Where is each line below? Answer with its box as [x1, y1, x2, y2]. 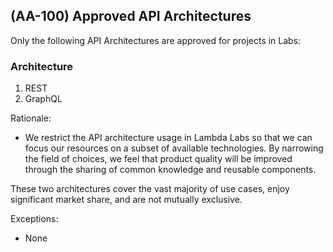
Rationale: [10, 112, 52, 124]
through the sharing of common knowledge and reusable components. [24, 164, 317, 176]
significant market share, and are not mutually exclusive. [10, 194, 243, 206]
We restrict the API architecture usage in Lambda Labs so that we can [24, 132, 313, 144]
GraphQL [24, 93, 63, 105]
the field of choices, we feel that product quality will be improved [24, 153, 293, 165]
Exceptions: [10, 213, 59, 225]
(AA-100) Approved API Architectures [10, 8, 252, 25]
